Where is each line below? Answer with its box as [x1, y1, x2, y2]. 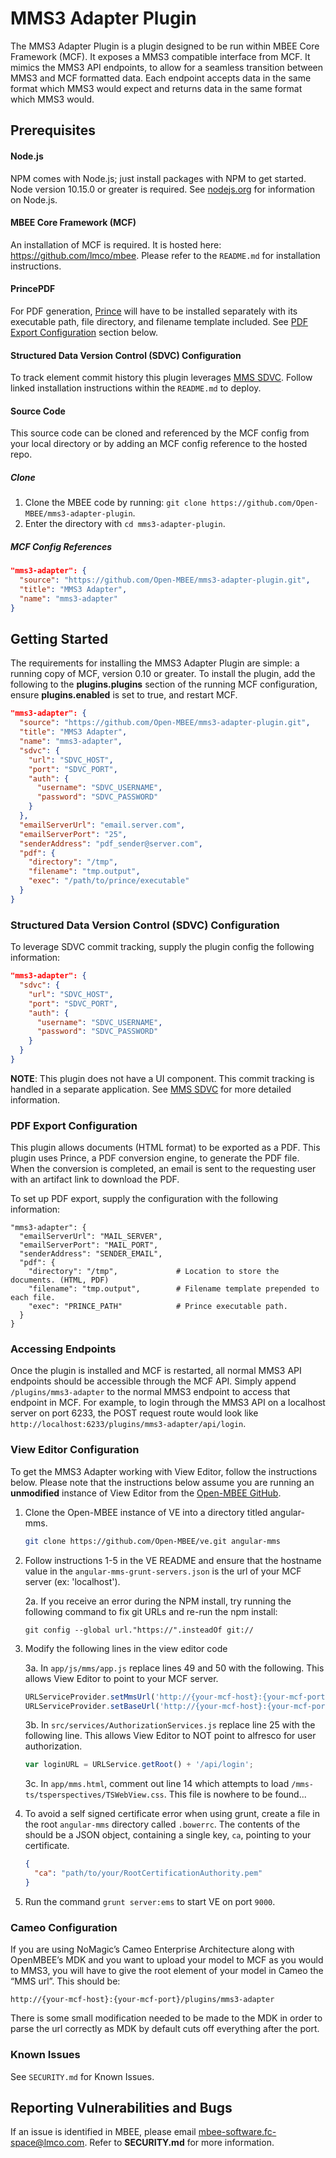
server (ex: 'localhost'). [24, 1575, 121, 1587]
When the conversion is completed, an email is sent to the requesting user [10, 1163, 317, 1175]
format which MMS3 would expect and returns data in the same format [10, 82, 303, 94]
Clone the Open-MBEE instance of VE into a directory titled [24, 1506, 268, 1518]
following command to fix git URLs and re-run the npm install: [24, 1605, 278, 1617]
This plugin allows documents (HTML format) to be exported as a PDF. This [10, 1142, 321, 1154]
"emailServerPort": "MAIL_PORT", [19, 1240, 159, 1251]
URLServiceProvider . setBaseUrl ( [24, 1701, 160, 1711]
